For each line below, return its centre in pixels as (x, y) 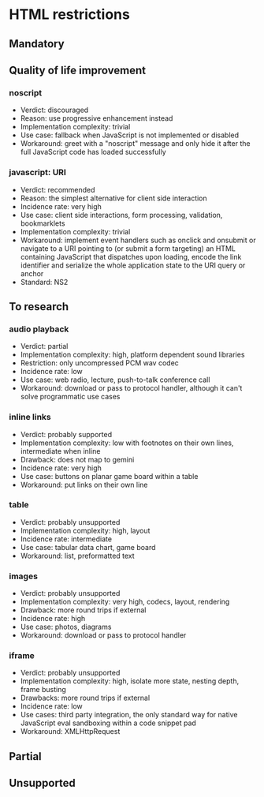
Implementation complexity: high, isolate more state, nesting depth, (130, 681)
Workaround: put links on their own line (84, 485)
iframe (22, 656)
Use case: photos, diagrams (66, 627)
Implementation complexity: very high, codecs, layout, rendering (125, 602)
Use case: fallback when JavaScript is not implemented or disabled (130, 135)
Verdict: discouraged (54, 110)
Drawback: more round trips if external (83, 610)
